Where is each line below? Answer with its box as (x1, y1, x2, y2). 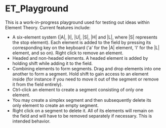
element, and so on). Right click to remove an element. (12, 50, 124, 56)
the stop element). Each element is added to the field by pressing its (12, 39, 151, 45)
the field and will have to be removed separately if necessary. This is (12, 113, 152, 119)
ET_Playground (5, 3, 69, 14)
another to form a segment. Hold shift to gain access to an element (12, 71, 149, 77)
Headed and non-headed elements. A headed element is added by (12, 55, 148, 61)
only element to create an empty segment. (12, 102, 99, 108)
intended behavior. (12, 118, 51, 124)
